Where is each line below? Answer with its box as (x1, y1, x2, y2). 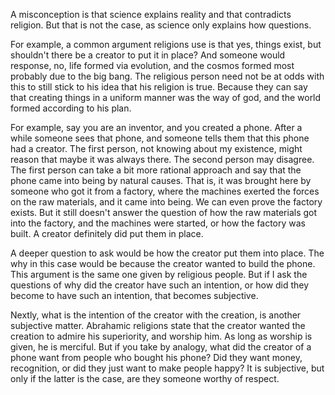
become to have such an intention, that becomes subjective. (10, 290, 259, 301)
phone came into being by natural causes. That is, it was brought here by (10, 175, 312, 186)
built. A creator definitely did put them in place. (10, 228, 204, 239)
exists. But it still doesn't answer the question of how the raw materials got (10, 207, 318, 218)
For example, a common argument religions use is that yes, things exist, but (10, 39, 322, 50)
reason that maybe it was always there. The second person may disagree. (10, 154, 315, 165)
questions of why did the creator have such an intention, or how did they (10, 279, 310, 291)
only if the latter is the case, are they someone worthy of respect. (10, 373, 280, 384)
